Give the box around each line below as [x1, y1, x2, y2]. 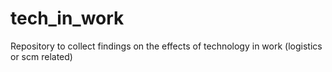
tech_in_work [10, 7, 125, 30]
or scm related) [10, 50, 73, 62]
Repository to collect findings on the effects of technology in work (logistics [10, 40, 323, 52]
